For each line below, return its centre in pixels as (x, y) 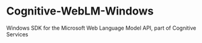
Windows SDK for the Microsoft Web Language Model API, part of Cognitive (101, 28)
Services (17, 34)
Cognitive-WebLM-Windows (80, 11)
